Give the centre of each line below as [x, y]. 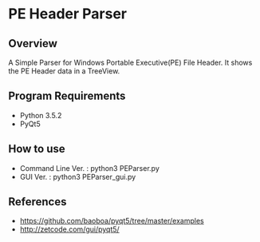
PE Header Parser [68, 14]
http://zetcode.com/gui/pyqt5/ [69, 229]
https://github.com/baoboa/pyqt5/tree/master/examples [112, 221]
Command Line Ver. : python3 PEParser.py [89, 168]
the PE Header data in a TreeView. [64, 71]
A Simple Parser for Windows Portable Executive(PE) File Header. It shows [130, 62]
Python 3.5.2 [41, 115]
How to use [37, 149]
